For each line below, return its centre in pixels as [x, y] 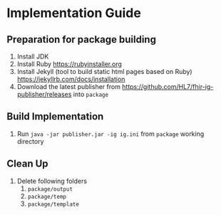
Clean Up [27, 164]
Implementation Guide [74, 13]
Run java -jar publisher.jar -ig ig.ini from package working [110, 134]
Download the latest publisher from [68, 86]
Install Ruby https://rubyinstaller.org [70, 64]
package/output [50, 189]
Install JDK [33, 56]
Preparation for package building [81, 40]
